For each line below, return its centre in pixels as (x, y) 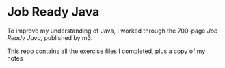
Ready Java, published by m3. (50, 37)
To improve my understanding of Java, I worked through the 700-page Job (112, 31)
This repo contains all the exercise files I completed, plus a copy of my (106, 51)
